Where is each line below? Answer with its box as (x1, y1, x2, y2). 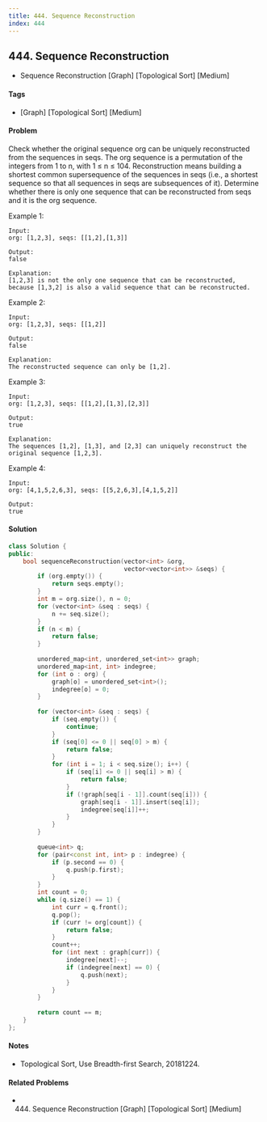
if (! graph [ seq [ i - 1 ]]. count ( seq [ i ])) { (65, 790, 207, 798)
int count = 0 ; (37, 888, 89, 896)
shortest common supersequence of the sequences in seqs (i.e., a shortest (8, 169, 258, 179)
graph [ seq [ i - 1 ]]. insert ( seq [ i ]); (80, 798, 200, 806)
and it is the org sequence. (8, 195, 98, 205)
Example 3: (8, 377, 46, 387)
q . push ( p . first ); (65, 866, 125, 874)
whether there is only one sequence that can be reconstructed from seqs (8, 187, 252, 197)
